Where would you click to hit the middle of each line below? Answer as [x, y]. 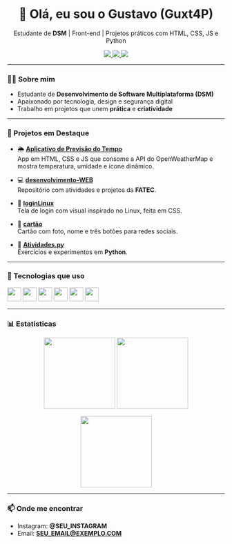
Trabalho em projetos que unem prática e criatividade [95, 109]
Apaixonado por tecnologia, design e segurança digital [95, 101]
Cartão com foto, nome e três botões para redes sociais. [97, 231]
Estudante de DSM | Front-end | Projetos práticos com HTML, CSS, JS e [116, 33]
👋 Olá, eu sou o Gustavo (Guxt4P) [116, 14]
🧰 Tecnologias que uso [46, 276]
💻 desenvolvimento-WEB [55, 179]
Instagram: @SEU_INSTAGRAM [62, 526]
